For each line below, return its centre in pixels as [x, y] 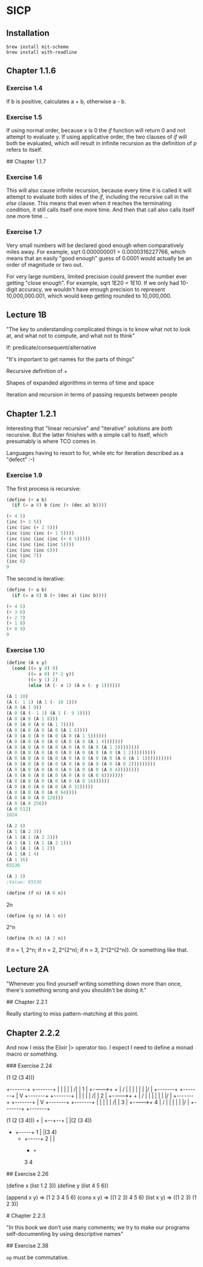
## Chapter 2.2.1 [27, 1002]
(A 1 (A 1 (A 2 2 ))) [32, 837]
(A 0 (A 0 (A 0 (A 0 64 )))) [42, 792]
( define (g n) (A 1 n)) [36, 916]
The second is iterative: [35, 579]
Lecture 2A [28, 969]
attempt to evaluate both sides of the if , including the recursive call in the [98, 197]
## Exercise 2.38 [27, 1245]
